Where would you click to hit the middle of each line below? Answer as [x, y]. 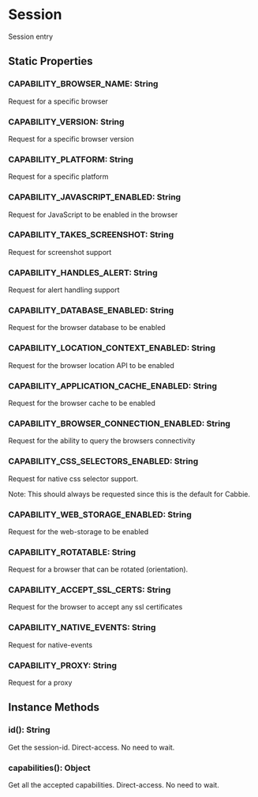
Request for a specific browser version [71, 139]
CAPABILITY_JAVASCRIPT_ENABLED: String [95, 197]
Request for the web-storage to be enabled [79, 531]
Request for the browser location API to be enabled [92, 365]
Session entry [31, 36]
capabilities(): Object [49, 768]
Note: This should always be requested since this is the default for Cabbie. [129, 494]
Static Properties [50, 61]
